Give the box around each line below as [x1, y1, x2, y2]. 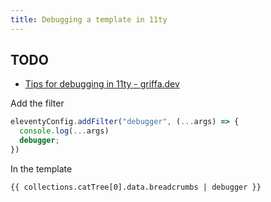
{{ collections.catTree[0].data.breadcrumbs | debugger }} [10, 182, 262, 192]
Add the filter [10, 97, 65, 110]
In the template [10, 162, 73, 175]
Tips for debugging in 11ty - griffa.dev [24, 78, 180, 90]
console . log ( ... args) [19, 126, 110, 136]
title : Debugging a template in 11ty [10, 14, 168, 25]
